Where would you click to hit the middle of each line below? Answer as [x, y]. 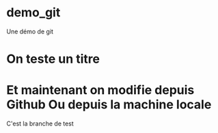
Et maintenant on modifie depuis [100, 90]
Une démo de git [30, 31]
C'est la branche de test [40, 123]
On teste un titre [53, 59]
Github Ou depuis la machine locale [109, 105]
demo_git [33, 13]
